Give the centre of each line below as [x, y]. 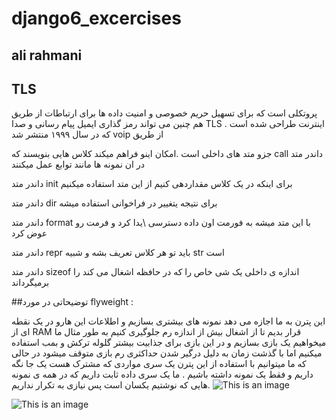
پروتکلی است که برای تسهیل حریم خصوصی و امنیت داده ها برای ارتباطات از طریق [164, 113]
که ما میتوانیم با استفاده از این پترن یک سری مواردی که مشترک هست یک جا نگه [159, 364]
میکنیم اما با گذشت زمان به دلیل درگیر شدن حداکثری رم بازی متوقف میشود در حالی [167, 353]
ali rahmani [47, 55]
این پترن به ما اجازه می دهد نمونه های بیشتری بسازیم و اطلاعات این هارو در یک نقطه [168, 321]
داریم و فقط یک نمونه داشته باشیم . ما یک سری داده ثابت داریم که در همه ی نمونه [162, 374]
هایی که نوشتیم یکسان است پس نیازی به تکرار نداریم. [111, 385]
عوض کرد [29, 233]
